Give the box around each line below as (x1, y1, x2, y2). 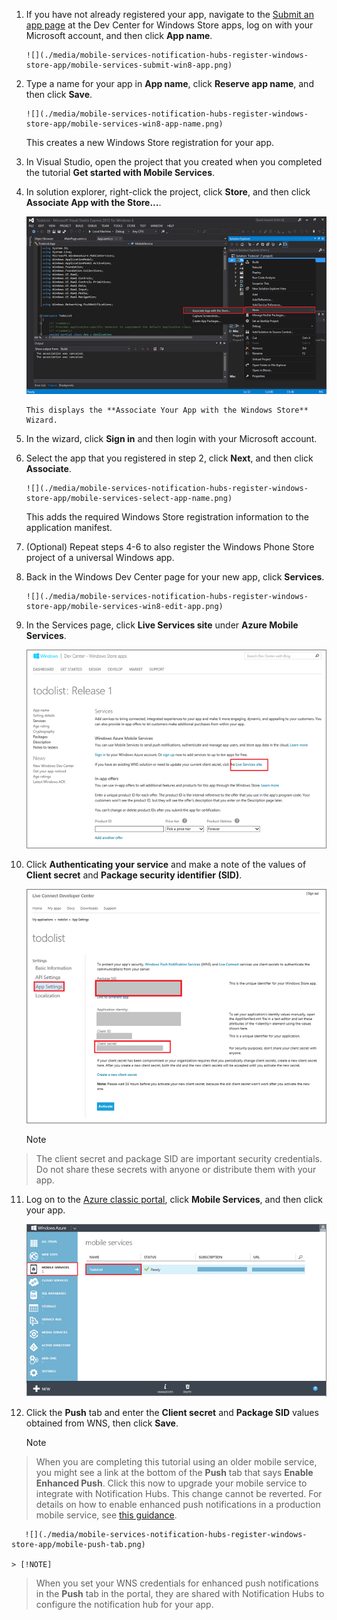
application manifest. (25, 522, 113, 534)
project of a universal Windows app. (25, 552, 175, 564)
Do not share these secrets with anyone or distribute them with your (35, 1164, 317, 1176)
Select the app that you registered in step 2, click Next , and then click (25, 452, 314, 464)
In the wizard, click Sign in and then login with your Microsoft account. (25, 433, 318, 445)
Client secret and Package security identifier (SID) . (25, 869, 243, 881)
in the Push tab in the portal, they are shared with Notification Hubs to (35, 1588, 325, 1600)
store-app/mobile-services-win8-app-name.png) (25, 119, 224, 129)
